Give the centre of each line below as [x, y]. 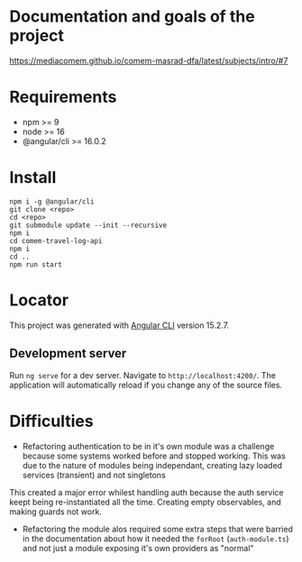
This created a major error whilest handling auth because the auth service [146, 492]
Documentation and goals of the [132, 17]
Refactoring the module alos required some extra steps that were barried [157, 529]
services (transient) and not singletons [94, 475]
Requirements [63, 97]
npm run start [36, 264]
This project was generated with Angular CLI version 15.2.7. [119, 325]
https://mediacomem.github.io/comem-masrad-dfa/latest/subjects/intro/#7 [149, 60]
